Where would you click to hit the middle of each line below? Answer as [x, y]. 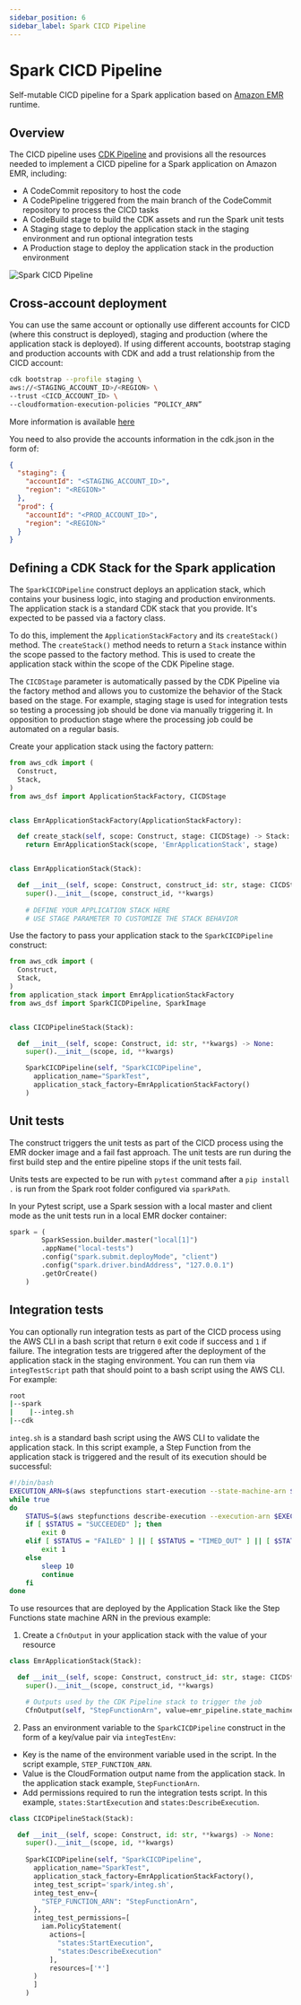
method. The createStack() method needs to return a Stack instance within [148, 645]
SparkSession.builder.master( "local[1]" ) [120, 1240]
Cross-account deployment [88, 303]
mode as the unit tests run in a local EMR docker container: [118, 1216]
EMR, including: [38, 174]
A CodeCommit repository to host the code [102, 191]
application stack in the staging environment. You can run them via [132, 1360]
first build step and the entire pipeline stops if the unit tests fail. [125, 1162]
